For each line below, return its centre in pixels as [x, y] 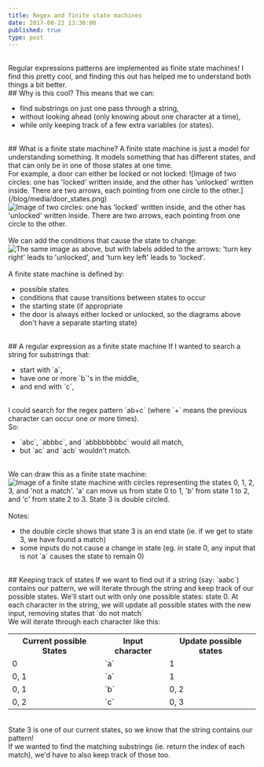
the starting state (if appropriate [71, 306]
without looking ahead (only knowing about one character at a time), [130, 117]
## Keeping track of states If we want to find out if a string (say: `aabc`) [124, 580]
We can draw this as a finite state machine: [78, 474]
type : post [26, 37]
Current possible [55, 641]
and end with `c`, [47, 387]
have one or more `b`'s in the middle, [79, 378]
